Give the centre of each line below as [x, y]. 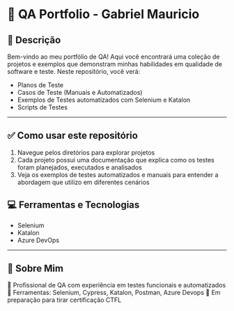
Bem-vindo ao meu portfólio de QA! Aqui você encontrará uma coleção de [114, 56]
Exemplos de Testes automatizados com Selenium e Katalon [104, 100]
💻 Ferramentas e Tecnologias [73, 205]
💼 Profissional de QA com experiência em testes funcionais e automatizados [117, 285]
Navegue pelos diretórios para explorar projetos [86, 152]
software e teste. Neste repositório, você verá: [74, 71]
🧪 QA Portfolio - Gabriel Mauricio [103, 14]
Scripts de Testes [42, 107]
